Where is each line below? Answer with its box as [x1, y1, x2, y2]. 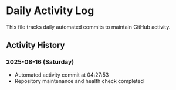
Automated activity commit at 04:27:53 [14, 71, 109, 78]
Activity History [6, 40, 66, 50]
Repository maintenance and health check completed [14, 77, 144, 84]
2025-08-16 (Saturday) [6, 58, 75, 66]
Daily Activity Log [6, 4, 94, 18]
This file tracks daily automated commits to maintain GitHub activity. [6, 23, 171, 30]
